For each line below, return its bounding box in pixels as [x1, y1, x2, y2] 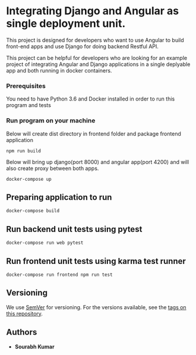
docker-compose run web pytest [6, 240, 84, 246]
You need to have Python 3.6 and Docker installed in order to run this [6, 95, 175, 102]
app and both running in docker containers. [6, 67, 112, 74]
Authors [6, 327, 37, 337]
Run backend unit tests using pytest [6, 224, 143, 234]
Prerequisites [6, 81, 46, 90]
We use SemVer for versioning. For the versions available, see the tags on [6, 303, 186, 310]
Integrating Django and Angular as [6, 4, 179, 18]
